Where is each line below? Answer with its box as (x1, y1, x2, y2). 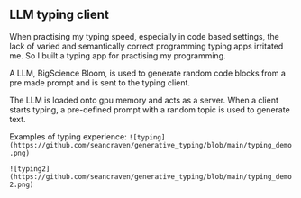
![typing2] (9, 164, 50, 174)
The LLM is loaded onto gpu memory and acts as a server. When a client (9, 94, 279, 105)
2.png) (9, 180, 34, 189)
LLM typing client (9, 7, 110, 22)
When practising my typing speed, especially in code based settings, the (9, 31, 279, 41)
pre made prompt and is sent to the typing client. (9, 76, 191, 88)
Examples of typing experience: (9, 130, 128, 142)
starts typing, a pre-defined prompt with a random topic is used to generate (9, 103, 290, 115)
